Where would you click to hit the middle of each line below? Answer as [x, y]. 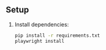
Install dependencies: [42, 24]
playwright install [40, 41]
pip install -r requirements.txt [57, 36]
